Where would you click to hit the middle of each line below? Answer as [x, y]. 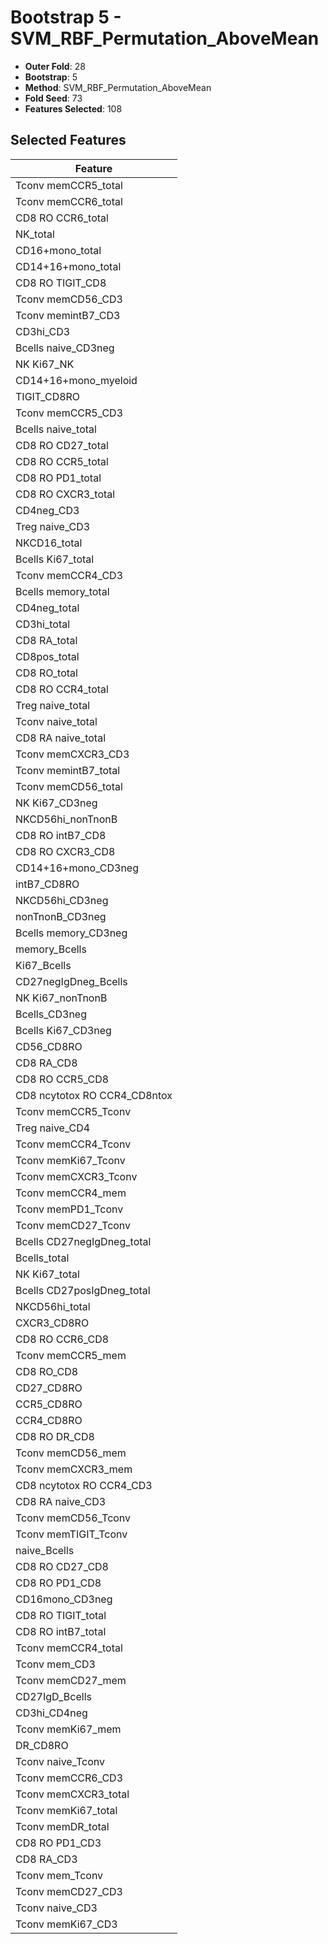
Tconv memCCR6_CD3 [69, 1778]
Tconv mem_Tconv [59, 1875]
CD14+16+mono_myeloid [76, 380]
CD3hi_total [43, 624]
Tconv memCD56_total [69, 786]
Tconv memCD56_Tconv [73, 1518]
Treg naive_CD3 [53, 526]
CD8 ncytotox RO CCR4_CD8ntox [94, 1095]
